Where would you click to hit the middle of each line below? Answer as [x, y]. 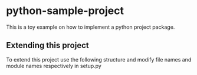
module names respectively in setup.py [54, 66]
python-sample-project [65, 11]
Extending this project [48, 45]
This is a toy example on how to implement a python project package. [91, 27]
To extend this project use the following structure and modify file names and [99, 59]
